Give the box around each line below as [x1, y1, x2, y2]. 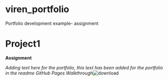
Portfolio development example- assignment [5, 20, 99, 26]
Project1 [5, 38, 41, 50]
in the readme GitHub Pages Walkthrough [5, 70, 93, 76]
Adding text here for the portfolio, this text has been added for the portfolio [5, 64, 163, 70]
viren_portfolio [5, 4, 69, 15]
